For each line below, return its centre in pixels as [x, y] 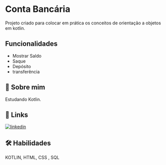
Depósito [22, 66]
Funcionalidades [32, 44]
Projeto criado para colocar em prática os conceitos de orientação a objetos [83, 23]
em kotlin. [15, 28]
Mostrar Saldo [27, 56]
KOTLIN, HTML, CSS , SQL [32, 158]
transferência [26, 72]
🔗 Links [17, 115]
